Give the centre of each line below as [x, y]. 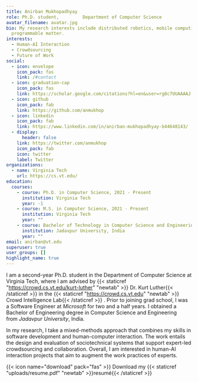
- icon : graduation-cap [40, 83]
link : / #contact [37, 77]
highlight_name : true [33, 258]
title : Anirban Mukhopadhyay [42, 11]
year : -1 [32, 203]
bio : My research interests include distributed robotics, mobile [89, 28]
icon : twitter [34, 154]
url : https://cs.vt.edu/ [47, 176]
